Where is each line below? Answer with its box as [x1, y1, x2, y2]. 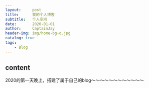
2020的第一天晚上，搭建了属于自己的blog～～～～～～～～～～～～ [5, 77, 144, 83]
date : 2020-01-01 [5, 21, 55, 27]
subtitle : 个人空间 [5, 17, 48, 22]
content [5, 63, 31, 72]
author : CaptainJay [5, 26, 55, 31]
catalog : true [5, 36, 35, 41]
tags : [5, 40, 17, 45]
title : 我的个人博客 [5, 12, 55, 17]
